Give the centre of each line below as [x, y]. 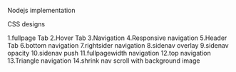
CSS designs [26, 24]
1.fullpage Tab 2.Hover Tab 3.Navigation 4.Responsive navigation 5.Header [117, 38]
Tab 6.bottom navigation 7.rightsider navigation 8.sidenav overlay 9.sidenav [118, 45]
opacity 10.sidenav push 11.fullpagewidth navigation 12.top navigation [109, 53]
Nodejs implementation [42, 10]
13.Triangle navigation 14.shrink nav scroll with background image [104, 61]
